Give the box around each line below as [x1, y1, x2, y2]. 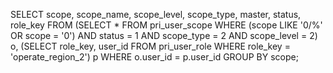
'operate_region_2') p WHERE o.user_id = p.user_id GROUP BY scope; [10, 51, 299, 63]
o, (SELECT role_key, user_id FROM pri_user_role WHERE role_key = [10, 40, 291, 52]
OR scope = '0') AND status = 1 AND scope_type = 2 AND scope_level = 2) [10, 30, 318, 41]
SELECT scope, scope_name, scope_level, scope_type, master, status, [10, 9, 302, 20]
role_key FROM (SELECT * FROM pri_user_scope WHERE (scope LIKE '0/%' [10, 19, 323, 31]
